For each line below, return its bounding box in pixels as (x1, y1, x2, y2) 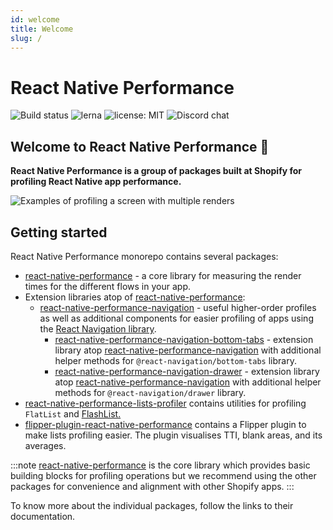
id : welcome (10, 14, 60, 25)
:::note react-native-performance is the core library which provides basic (10, 459, 311, 471)
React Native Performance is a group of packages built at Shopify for (10, 165, 303, 177)
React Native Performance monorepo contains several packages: (10, 250, 279, 262)
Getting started (10, 224, 108, 241)
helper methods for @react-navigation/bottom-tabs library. (54, 354, 297, 366)
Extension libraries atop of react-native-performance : (24, 291, 246, 303)
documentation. (10, 510, 76, 522)
